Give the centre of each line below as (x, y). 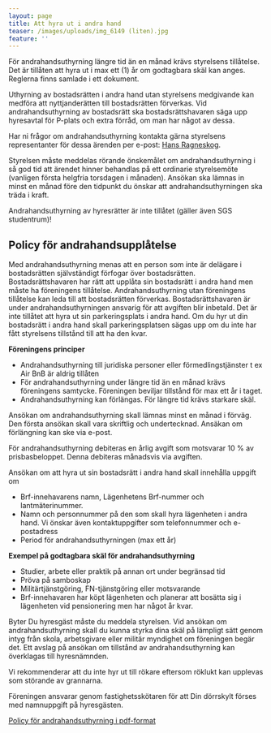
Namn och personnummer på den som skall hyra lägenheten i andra (133, 514)
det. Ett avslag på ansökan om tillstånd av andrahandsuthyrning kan (122, 648)
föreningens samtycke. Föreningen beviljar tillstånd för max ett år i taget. (141, 391)
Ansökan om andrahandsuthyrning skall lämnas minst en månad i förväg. (130, 416)
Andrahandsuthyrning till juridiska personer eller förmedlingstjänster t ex (141, 365)
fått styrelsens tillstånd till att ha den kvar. (78, 334)
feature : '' (28, 39)
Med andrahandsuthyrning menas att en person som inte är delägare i (125, 265)
